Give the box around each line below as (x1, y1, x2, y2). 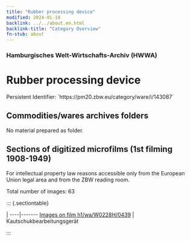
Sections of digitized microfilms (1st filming (6, 144, 173, 154)
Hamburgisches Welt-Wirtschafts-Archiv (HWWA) (6, 51, 158, 60)
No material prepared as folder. (6, 127, 84, 134)
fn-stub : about (6, 31, 45, 37)
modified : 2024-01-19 (6, 14, 61, 20)
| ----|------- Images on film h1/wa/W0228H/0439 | (6, 211, 134, 218)
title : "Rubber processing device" (6, 8, 96, 15)
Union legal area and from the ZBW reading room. (6, 176, 130, 183)
